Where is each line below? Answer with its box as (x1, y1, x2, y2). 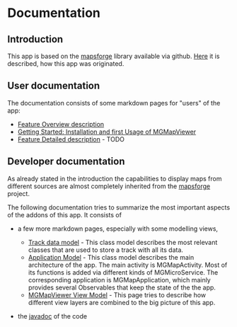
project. (7, 189, 30, 197)
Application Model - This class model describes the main (28, 253, 195, 261)
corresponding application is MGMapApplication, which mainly (28, 275, 211, 284)
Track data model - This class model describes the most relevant (28, 238, 218, 246)
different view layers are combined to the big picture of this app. (28, 298, 216, 306)
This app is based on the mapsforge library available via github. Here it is (7, 52, 220, 60)
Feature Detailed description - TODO (17, 134, 125, 143)
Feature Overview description (17, 120, 105, 128)
